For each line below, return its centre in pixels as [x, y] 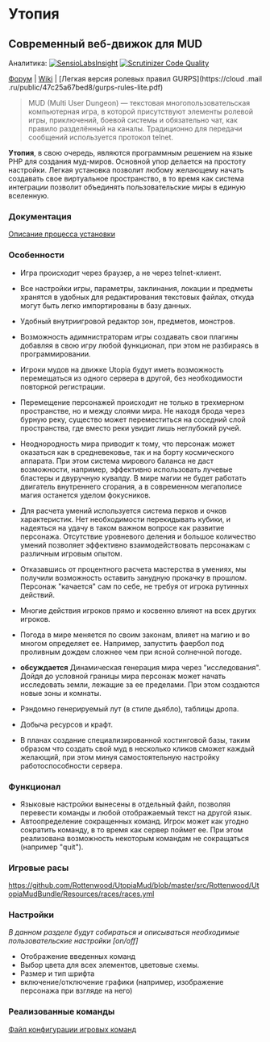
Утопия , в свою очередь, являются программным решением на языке [131, 153]
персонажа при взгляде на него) [76, 991]
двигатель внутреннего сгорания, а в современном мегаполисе [131, 486]
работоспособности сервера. [71, 765]
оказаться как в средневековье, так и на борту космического [127, 452]
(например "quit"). [52, 847]
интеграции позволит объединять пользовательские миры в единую [127, 187]
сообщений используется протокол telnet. [101, 137]
